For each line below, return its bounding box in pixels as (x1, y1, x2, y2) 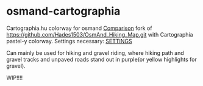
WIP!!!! (6, 74, 23, 81)
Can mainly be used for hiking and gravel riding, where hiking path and (6, 49, 184, 56)
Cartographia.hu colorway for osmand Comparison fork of (6, 24, 152, 32)
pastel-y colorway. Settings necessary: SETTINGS (6, 37, 132, 45)
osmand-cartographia (6, 4, 121, 18)
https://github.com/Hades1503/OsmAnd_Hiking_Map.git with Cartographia (6, 30, 193, 38)
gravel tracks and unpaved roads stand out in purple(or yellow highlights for (6, 56, 197, 63)
